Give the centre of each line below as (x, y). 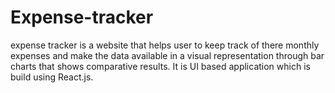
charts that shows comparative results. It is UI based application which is (160, 66)
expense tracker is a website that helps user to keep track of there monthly (165, 45)
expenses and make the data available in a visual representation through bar (167, 55)
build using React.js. (52, 77)
